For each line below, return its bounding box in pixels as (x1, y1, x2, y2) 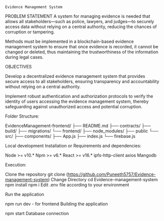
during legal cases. (5, 54, 44, 60)
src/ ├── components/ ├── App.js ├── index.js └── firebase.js (5, 133, 136, 139)
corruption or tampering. (5, 29, 55, 34)
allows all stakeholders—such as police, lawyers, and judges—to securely (5, 19, 155, 24)
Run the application (5, 191, 44, 197)
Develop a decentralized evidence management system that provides (5, 73, 145, 79)
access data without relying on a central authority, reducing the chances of (5, 24, 157, 30)
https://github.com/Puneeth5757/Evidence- (68, 171, 156, 177)
